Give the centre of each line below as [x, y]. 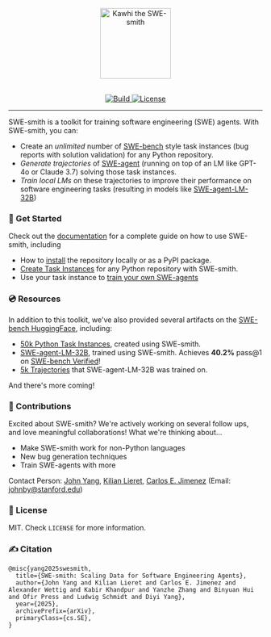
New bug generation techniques [73, 456]
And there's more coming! [52, 385]
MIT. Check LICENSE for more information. [77, 528]
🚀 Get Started [35, 218]
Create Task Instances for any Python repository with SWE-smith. [129, 269]
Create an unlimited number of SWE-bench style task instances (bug [134, 146]
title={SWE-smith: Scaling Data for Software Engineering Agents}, [131, 576]
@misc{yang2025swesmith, [50, 569]
